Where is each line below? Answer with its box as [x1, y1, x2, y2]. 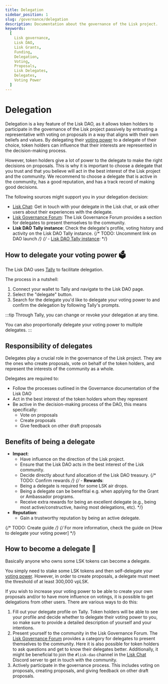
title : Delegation [5, 7, 44, 13]
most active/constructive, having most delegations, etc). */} [20, 504, 143, 510]
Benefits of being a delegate [5, 437, 95, 446]
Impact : [12, 451, 29, 456]
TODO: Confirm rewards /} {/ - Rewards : [20, 477, 104, 484]
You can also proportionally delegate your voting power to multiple [5, 322, 143, 328]
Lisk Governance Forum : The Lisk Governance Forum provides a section [12, 214, 162, 220]
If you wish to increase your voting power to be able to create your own [5, 588, 153, 594]
